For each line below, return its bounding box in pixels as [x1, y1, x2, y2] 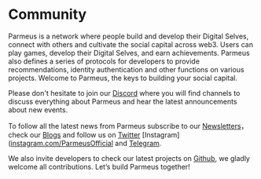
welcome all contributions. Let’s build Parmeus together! [8, 162, 190, 171]
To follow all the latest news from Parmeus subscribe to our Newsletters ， [8, 121, 248, 130]
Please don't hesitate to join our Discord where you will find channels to [8, 88, 241, 97]
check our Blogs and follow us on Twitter [8, 130, 141, 139]
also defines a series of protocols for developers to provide [8, 57, 200, 66]
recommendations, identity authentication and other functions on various [8, 64, 245, 74]
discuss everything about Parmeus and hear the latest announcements [8, 97, 237, 106]
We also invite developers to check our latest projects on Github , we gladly [8, 153, 250, 163]
